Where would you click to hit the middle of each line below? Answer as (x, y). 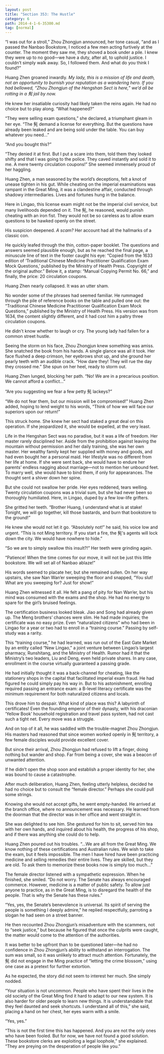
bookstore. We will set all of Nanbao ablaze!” (50, 563)
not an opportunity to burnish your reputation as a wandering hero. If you (79, 83)
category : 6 (17, 19)
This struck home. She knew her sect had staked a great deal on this (74, 421)
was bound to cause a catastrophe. (41, 775)
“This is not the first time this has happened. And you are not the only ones (81, 1031)
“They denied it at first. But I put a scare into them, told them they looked (78, 154)
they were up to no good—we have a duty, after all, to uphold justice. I (76, 57)
